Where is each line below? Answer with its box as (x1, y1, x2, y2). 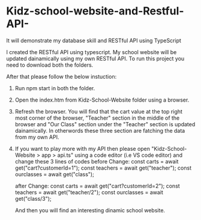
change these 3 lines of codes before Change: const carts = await (14, 157, 179, 165)
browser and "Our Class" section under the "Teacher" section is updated (14, 120, 196, 127)
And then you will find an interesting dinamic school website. (14, 206, 166, 214)
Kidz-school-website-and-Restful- (6, 4, 184, 18)
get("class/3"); (14, 195, 52, 202)
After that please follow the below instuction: (6, 73, 117, 80)
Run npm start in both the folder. (14, 84, 95, 91)
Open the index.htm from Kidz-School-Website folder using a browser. (14, 96, 190, 103)
